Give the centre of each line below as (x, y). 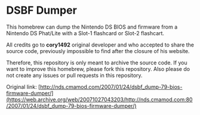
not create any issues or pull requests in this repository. (74, 75)
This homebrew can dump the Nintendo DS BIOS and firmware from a (92, 27)
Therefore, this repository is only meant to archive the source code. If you (97, 63)
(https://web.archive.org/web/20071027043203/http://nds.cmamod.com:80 (99, 100)
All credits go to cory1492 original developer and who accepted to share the (100, 45)
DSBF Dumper (42, 10)
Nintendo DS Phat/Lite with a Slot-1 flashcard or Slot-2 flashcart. (85, 33)
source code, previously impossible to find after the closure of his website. (98, 51)
